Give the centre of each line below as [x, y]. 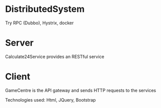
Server [19, 43]
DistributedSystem [45, 9]
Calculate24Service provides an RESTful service [55, 56]
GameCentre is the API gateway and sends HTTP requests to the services [81, 90]
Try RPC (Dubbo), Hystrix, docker [40, 23]
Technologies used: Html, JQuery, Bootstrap [50, 100]
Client [18, 77]
